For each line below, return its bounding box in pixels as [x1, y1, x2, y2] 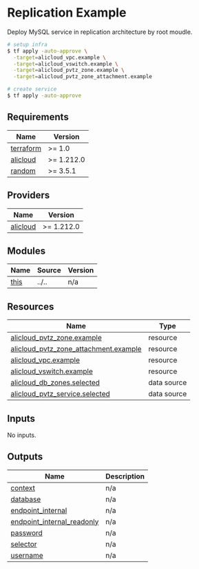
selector [10, 539, 37, 549]
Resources [7, 301, 54, 313]
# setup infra [7, 41, 48, 48]
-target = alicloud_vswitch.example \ [13, 60, 118, 67]
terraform [10, 143, 42, 153]
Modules [7, 245, 46, 256]
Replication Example [7, 5, 127, 21]
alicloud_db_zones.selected [10, 378, 100, 388]
